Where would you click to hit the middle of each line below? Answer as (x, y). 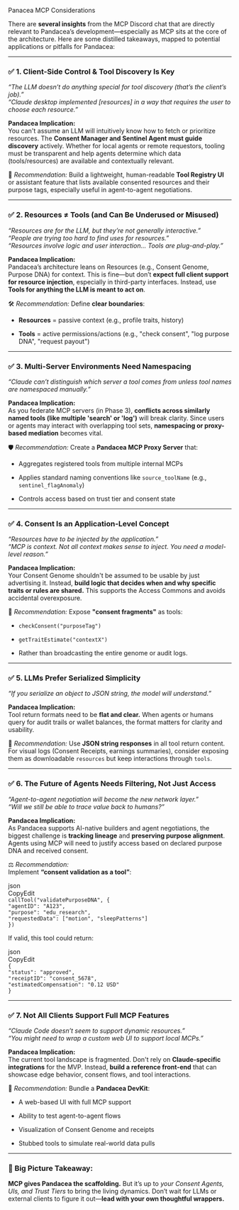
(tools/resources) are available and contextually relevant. (91, 161)
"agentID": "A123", (37, 906)
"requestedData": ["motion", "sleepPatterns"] (78, 918)
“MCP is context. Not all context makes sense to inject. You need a (106, 547)
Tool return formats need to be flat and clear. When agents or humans (111, 715)
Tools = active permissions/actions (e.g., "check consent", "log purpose (124, 333)
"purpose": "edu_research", (50, 912)
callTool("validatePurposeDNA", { (59, 900)
